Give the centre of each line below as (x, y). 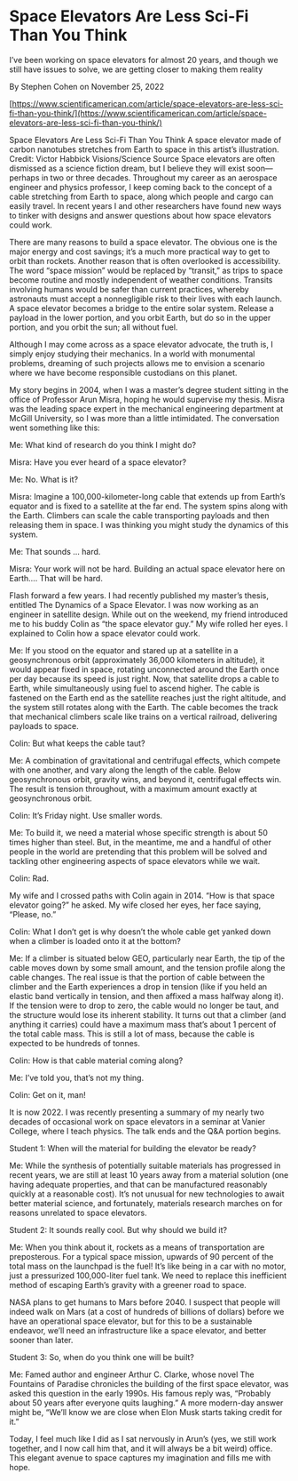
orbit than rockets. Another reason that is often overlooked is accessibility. (145, 260)
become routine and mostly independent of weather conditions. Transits (141, 280)
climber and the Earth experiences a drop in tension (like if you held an (138, 986)
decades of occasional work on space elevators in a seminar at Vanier (137, 1121)
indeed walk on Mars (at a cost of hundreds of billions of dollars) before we (147, 1311)
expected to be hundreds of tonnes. (74, 1043)
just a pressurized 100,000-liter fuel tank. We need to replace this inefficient (148, 1275)
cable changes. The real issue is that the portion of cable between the (137, 977)
